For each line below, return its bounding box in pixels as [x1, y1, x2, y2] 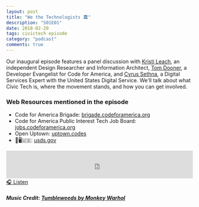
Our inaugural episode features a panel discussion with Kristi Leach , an [6, 57, 180, 65]
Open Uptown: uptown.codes [14, 130, 87, 137]
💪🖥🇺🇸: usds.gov [14, 137, 57, 144]
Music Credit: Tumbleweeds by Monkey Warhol [6, 194, 126, 201]
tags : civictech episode [6, 31, 68, 37]
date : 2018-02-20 [6, 25, 49, 31]
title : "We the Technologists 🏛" [6, 14, 91, 20]
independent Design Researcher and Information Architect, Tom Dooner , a [6, 64, 187, 71]
